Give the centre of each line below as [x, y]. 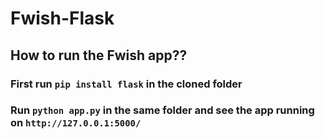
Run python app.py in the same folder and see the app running [162, 110]
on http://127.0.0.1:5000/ [76, 123]
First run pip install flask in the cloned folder [126, 84]
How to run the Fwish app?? [99, 55]
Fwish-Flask [62, 18]
